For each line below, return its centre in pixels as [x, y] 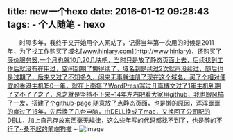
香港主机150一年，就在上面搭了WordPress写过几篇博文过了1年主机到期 [120, 86]
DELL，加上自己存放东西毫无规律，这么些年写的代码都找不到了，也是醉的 [112, 120]
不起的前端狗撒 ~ [54, 128]
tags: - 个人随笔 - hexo [56, 24]
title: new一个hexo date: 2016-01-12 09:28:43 [108, 12]
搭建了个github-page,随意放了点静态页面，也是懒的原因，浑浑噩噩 [126, 103]
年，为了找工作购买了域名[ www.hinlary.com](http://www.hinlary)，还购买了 [114, 51]
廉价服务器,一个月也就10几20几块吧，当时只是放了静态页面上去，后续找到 [112, 59]
